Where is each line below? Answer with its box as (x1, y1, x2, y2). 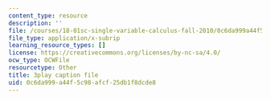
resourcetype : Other (8, 64, 78, 72)
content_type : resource (8, 11, 88, 20)
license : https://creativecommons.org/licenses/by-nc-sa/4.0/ (8, 49, 221, 57)
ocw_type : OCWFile (8, 57, 70, 65)
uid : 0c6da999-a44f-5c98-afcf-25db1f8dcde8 (8, 78, 157, 86)
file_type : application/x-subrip (8, 34, 121, 42)
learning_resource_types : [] (8, 42, 106, 49)
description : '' (8, 19, 63, 27)
